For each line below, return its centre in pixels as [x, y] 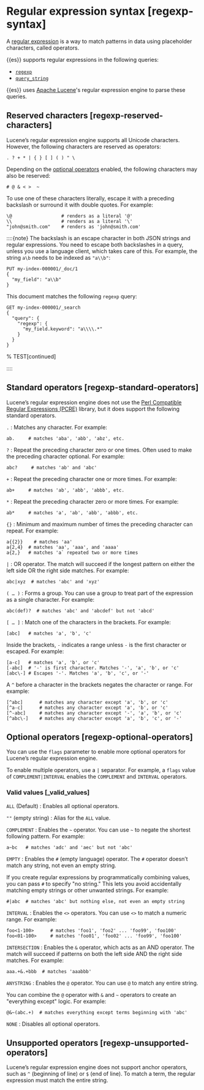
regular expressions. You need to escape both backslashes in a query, [95, 244]
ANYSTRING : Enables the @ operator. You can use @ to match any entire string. [102, 983]
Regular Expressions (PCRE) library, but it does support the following [93, 409]
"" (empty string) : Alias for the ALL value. [59, 818]
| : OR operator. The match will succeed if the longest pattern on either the [100, 564]
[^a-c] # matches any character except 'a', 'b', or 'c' [87, 708]
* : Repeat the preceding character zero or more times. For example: [93, 501]
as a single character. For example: [51, 599]
